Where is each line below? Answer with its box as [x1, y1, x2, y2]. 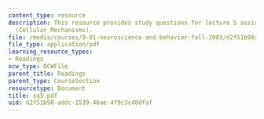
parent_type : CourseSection [8, 77, 101, 85]
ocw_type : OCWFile [8, 63, 68, 70]
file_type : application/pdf [8, 41, 101, 49]
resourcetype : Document [8, 84, 86, 92]
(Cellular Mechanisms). [15, 26, 93, 34]
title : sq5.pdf [8, 92, 58, 99]
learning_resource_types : [8, 48, 93, 56]
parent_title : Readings [8, 70, 86, 78]
